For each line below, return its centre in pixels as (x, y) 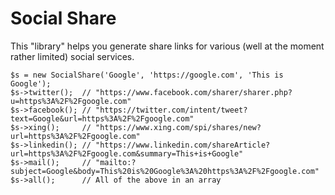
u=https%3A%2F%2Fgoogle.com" (71, 101)
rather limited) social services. (72, 56)
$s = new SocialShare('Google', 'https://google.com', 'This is (147, 75)
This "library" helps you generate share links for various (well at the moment (167, 46)
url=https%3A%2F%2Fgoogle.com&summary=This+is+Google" (127, 153)
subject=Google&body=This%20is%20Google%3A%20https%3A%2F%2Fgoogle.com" (165, 171)
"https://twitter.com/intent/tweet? (171, 110)
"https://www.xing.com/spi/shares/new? (178, 127)
